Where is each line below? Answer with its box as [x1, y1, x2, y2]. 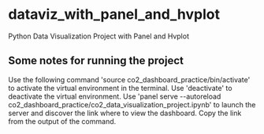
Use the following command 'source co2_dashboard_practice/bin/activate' [8, 74, 251, 84]
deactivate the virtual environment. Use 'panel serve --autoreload [8, 92, 221, 101]
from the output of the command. [8, 116, 117, 126]
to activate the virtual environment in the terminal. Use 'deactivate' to [8, 83, 232, 92]
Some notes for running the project [8, 54, 184, 67]
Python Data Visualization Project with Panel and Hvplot [8, 31, 189, 41]
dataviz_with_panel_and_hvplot [8, 5, 221, 24]
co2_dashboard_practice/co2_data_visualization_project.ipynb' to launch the [8, 100, 256, 109]
